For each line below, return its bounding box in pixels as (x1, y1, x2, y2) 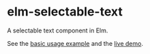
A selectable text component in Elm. (7, 26, 108, 34)
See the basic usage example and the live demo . (7, 39, 143, 47)
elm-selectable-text (7, 4, 123, 20)
